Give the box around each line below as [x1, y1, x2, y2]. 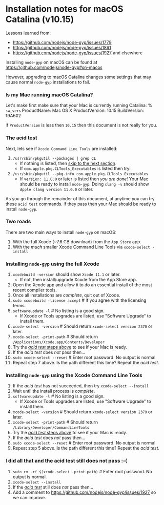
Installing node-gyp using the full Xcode [5, 260, 100, 267]
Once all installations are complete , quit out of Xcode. [12, 292, 121, 298]
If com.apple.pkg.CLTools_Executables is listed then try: [20, 165, 131, 171]
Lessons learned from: [5, 30, 51, 36]
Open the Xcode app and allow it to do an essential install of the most [12, 282, 152, 288]
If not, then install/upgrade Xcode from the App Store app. [20, 277, 137, 283]
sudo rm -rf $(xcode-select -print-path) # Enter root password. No [12, 468, 153, 474]
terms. [12, 303, 26, 309]
